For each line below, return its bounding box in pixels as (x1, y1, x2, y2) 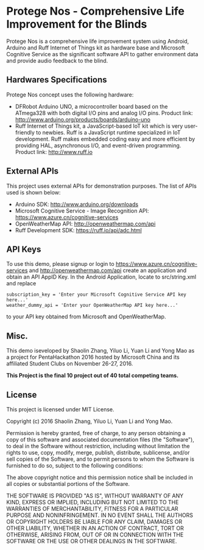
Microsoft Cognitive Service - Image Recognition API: (15, 207, 149, 215)
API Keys (6, 244, 41, 254)
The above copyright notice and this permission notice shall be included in (6, 474, 193, 481)
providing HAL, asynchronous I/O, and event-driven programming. (15, 142, 181, 149)
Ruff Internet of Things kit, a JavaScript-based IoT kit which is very (15, 122, 183, 130)
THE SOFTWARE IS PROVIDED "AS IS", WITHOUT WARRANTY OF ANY (6, 492, 184, 499)
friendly (15, 128, 35, 136)
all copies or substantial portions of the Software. (6, 480, 130, 487)
